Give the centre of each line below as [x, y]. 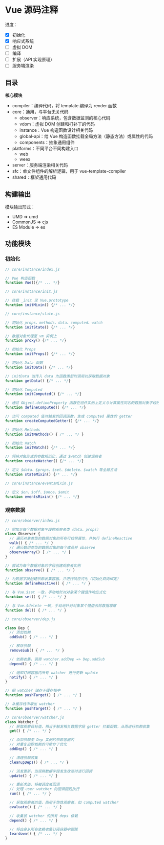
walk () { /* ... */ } [31, 543]
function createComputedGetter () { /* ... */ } [52, 421]
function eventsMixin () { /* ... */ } [42, 497]
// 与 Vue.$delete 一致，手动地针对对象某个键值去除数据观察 [61, 606]
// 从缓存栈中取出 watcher [30, 704]
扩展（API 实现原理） [33, 60]
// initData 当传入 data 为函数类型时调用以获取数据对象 [57, 376]
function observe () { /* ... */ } [40, 570]
